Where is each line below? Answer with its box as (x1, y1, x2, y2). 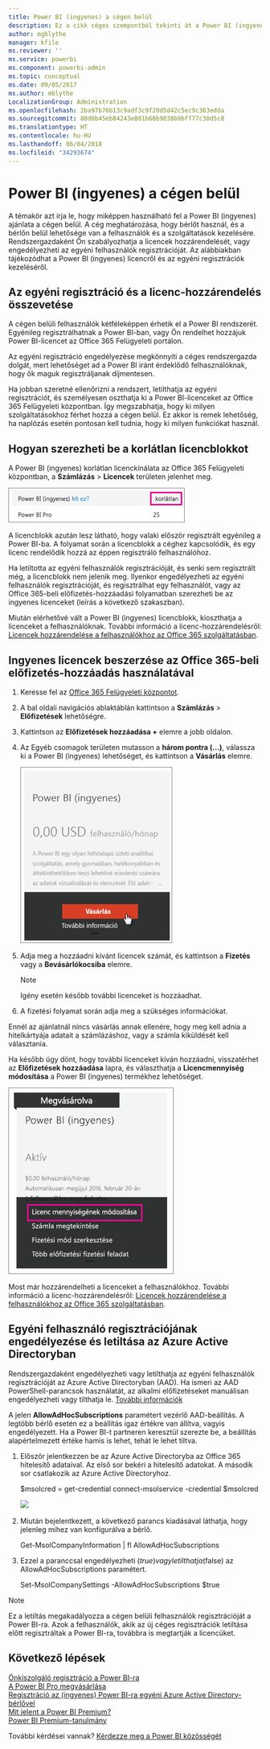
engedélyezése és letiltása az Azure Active (8, 1335, 229, 1349)
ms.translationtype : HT (8, 123, 88, 132)
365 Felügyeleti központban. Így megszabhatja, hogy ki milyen (8, 402, 215, 412)
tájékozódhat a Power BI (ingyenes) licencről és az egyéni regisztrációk (8, 253, 245, 263)
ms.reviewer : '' (8, 47, 63, 55)
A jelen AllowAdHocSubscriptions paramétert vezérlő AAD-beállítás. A (8, 1410, 245, 1419)
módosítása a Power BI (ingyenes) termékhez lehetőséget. (8, 1071, 203, 1081)
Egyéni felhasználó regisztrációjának (8, 1322, 198, 1336)
